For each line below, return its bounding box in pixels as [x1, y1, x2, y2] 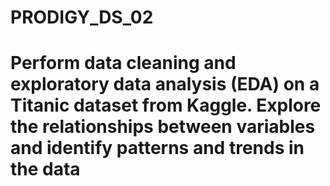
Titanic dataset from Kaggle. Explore [10, 94, 322, 117]
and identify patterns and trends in [10, 137, 305, 160]
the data [10, 158, 81, 181]
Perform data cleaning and [10, 52, 237, 75]
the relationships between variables [10, 116, 316, 138]
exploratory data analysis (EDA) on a [10, 73, 320, 96]
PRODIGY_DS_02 [10, 6, 154, 29]
